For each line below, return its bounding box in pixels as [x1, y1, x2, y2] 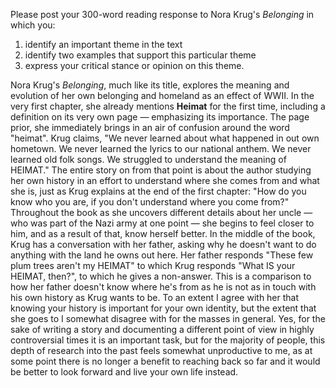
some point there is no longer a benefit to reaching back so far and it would [10, 355, 321, 367]
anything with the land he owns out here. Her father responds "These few [10, 249, 314, 261]
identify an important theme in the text [24, 39, 183, 50]
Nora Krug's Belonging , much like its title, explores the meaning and [10, 79, 290, 91]
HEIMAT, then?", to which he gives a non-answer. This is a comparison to [10, 270, 312, 282]
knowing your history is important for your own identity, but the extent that [10, 302, 317, 314]
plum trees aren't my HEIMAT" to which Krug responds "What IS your [10, 260, 296, 271]
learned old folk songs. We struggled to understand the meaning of [10, 154, 287, 165]
